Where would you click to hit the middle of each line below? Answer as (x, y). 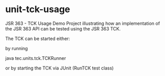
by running (17, 48)
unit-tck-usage (38, 9)
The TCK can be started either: (38, 39)
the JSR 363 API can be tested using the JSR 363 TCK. (63, 28)
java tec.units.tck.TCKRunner (36, 58)
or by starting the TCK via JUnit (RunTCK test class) (60, 68)
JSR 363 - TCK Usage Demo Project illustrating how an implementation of (83, 23)
